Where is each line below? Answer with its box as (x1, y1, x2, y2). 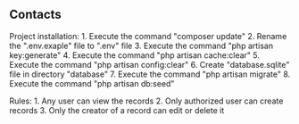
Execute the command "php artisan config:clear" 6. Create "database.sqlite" (9, 59, 290, 70)
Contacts (9, 7, 62, 22)
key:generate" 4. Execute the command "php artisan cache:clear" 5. (9, 49, 261, 61)
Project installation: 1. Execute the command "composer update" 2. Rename (9, 30, 287, 41)
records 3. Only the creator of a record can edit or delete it (9, 104, 225, 115)
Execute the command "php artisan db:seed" (9, 78, 175, 88)
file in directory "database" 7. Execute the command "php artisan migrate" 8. (9, 69, 291, 79)
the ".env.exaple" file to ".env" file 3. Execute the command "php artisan (9, 40, 274, 51)
